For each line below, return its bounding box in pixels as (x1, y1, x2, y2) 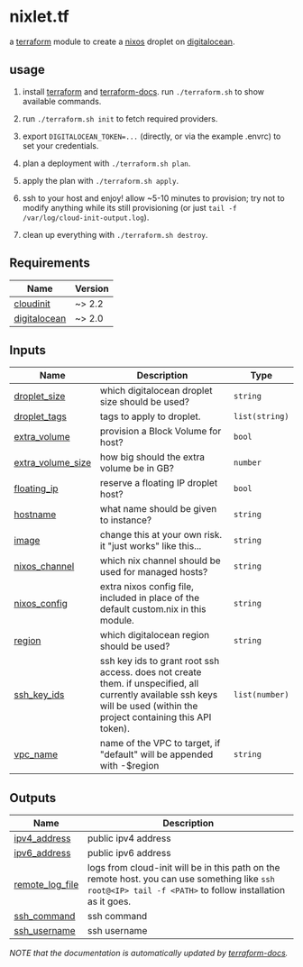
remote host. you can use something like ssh (87, 872, 275, 885)
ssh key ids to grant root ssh (99, 655, 220, 668)
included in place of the (99, 592, 200, 605)
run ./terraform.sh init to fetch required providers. (22, 113, 218, 123)
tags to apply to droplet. (99, 410, 201, 423)
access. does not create (99, 666, 202, 679)
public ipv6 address (87, 847, 171, 860)
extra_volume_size (14, 457, 92, 470)
